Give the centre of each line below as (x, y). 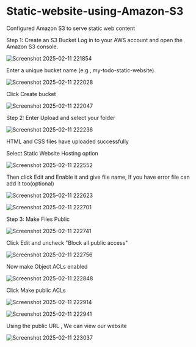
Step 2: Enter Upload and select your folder (61, 118)
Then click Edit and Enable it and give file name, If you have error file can (98, 177)
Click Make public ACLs (36, 290)
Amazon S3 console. (32, 47)
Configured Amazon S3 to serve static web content (71, 28)
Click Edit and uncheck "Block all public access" (67, 242)
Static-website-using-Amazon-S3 (95, 11)
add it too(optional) (30, 183)
